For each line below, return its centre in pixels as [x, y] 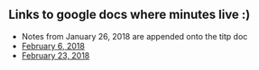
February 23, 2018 [55, 55]
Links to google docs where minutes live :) [129, 15]
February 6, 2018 [53, 46]
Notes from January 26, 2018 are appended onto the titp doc [134, 36]
